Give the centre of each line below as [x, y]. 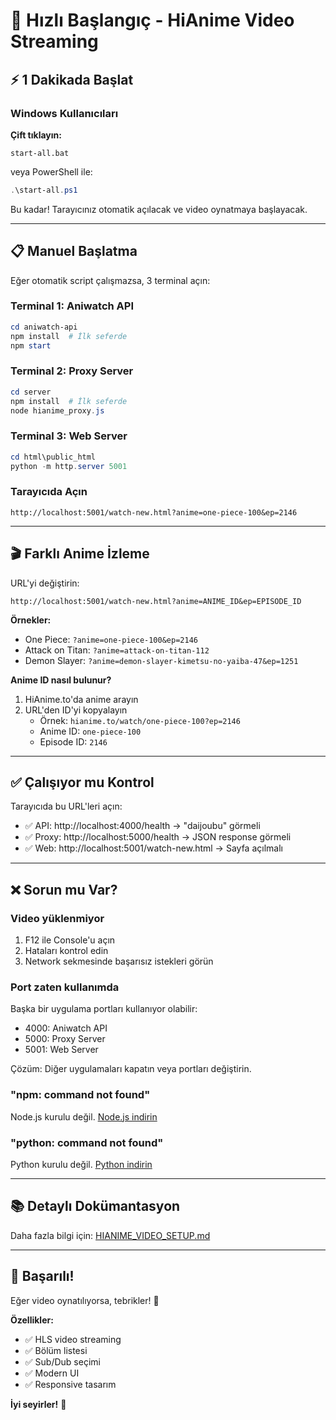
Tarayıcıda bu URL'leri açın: [66, 806]
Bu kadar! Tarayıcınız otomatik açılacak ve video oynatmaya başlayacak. [159, 209]
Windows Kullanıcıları [64, 113]
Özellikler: [32, 1320]
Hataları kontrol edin [66, 951]
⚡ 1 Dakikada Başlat [72, 79]
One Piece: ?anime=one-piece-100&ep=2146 [111, 639]
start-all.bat [40, 153]
